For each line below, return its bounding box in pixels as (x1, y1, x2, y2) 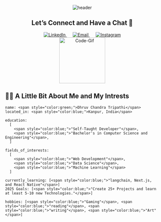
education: (5, 118, 27, 123)
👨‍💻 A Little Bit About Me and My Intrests (5, 92, 130, 100)
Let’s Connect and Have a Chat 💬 (31, 19, 133, 27)
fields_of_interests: (5, 148, 49, 153)
